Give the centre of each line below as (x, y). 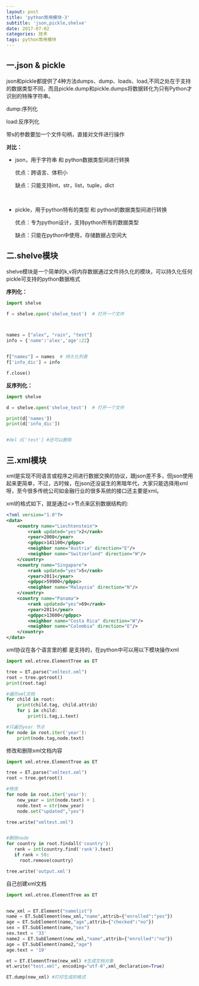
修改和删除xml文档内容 (34, 750)
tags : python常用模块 (31, 40)
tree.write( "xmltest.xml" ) (40, 822)
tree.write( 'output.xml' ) (38, 871)
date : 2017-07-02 (28, 28)
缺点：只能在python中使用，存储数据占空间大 (71, 235)
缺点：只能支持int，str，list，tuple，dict (64, 185)
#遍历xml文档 (21, 694)
